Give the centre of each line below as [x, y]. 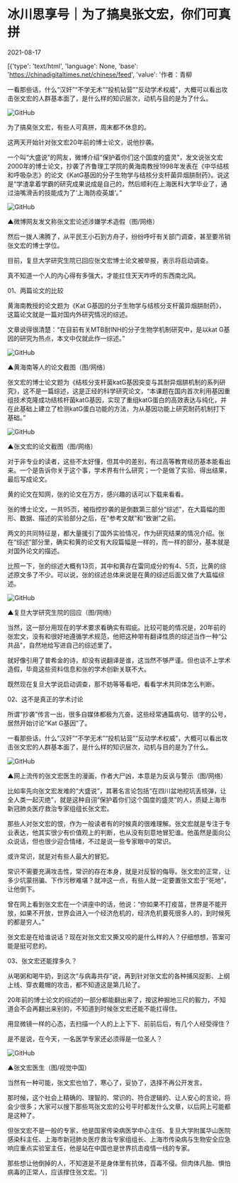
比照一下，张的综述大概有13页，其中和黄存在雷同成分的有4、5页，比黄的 [114, 566]
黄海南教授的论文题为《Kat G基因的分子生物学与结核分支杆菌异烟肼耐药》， [116, 305]
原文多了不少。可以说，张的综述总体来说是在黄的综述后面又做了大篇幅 [115, 574]
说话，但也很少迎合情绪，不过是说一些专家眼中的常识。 [94, 841]
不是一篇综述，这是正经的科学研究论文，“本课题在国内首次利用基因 [126, 391]
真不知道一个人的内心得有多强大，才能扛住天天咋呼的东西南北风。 [103, 275]
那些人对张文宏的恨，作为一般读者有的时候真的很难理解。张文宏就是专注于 [116, 823]
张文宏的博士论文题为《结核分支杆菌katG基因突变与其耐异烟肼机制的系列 [113, 382]
